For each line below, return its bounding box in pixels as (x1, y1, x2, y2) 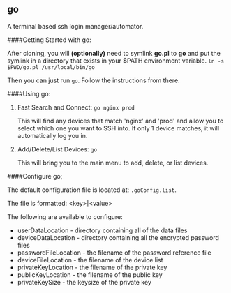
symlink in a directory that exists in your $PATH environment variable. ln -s (7, 57, 225, 65)
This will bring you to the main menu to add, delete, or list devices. (17, 158, 209, 167)
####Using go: (7, 89, 51, 98)
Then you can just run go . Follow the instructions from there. (7, 76, 180, 84)
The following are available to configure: (7, 212, 124, 220)
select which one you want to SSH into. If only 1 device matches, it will (17, 123, 220, 133)
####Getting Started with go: (7, 36, 92, 44)
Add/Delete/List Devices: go (17, 144, 98, 153)
